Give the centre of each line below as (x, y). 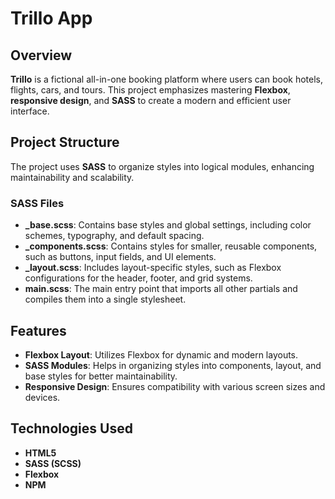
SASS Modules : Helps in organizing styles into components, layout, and (173, 365)
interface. (30, 111)
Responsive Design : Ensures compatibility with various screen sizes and (175, 386)
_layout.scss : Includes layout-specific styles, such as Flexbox (153, 268)
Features (38, 330)
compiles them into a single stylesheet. (105, 299)
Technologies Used (71, 428)
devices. (42, 397)
